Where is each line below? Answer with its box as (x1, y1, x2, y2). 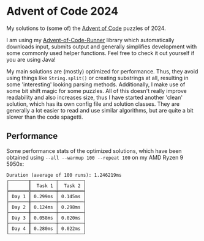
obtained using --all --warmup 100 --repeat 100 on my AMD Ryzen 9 (6, 154, 184, 161)
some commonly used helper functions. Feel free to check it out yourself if (6, 49, 195, 56)
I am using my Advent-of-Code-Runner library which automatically (6, 36, 175, 43)
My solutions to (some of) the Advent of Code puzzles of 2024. (6, 24, 167, 32)
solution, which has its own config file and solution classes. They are (6, 100, 179, 108)
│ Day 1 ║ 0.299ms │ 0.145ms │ (6, 193, 86, 199)
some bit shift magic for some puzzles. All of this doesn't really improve (6, 87, 187, 94)
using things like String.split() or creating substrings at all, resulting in (6, 74, 189, 81)
